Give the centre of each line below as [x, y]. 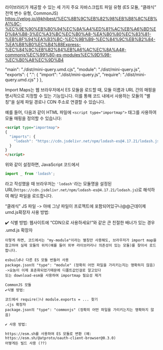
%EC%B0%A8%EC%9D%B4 [34, 60]
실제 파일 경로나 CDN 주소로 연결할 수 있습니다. [61, 102]
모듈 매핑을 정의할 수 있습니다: [33, 118]
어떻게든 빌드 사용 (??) [26, 343]
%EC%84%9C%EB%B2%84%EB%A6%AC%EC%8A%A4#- [66, 50]
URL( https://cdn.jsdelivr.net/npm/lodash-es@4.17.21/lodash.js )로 [73, 190]
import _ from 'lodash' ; [30, 174]
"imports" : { [23, 137]
